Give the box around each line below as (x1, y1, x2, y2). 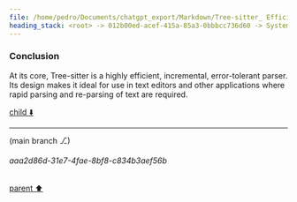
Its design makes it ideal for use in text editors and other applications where (9, 79, 286, 90)
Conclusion (9, 50, 60, 63)
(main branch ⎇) (9, 135, 71, 146)
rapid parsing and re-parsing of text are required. (9, 89, 188, 100)
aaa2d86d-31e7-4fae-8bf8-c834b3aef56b (9, 155, 168, 166)
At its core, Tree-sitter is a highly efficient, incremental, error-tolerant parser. (9, 70, 288, 80)
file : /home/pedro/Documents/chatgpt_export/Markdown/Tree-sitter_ (9, 12, 263, 22)
